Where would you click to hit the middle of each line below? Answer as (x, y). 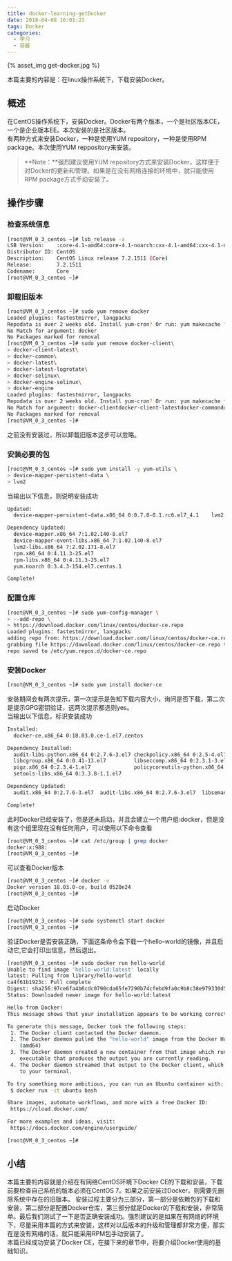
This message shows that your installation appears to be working (105, 1014)
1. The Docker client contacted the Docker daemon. (86, 1033)
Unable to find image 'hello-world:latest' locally (83, 970)
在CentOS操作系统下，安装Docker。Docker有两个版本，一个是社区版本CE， (115, 121)
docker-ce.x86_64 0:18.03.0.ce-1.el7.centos (78, 735)
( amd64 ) (30, 1046)
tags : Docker (26, 26)
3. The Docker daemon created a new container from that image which (112, 1052)
